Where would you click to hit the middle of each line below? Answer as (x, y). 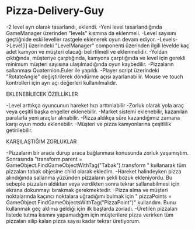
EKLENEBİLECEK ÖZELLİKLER (42, 94)
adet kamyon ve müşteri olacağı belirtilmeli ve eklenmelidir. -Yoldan (87, 51)
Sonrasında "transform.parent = (44, 159)
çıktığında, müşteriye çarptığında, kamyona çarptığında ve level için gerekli (96, 58)
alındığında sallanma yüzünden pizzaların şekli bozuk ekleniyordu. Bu (89, 177)
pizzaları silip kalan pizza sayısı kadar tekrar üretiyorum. (73, 221)
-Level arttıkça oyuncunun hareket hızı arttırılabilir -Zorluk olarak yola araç (95, 105)
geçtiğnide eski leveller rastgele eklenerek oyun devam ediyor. (81, 39)
